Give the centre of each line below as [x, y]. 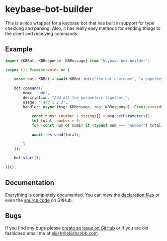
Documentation [30, 183]
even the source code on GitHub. [39, 200]
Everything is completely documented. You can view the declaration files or [83, 195]
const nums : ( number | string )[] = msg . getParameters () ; [92, 116]
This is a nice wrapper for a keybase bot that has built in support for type [80, 23]
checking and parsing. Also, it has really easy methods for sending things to [83, 28]
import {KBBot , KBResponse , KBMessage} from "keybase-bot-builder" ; [78, 61]
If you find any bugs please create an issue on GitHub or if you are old [77, 228]
